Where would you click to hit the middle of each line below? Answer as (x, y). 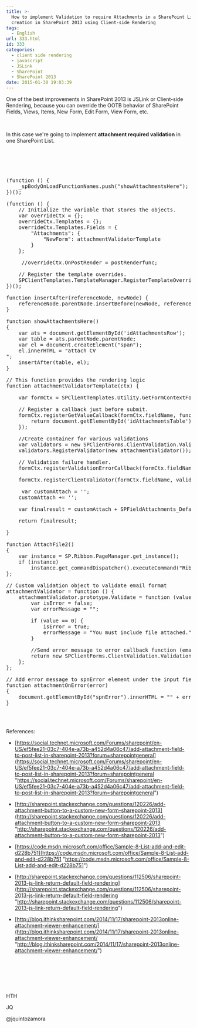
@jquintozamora (26, 1019)
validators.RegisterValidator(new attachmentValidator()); (105, 451)
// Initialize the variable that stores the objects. (97, 210)
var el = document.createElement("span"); (80, 345)
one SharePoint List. (30, 141)
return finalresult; (48, 521)
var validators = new (50, 445)
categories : (21, 50)
